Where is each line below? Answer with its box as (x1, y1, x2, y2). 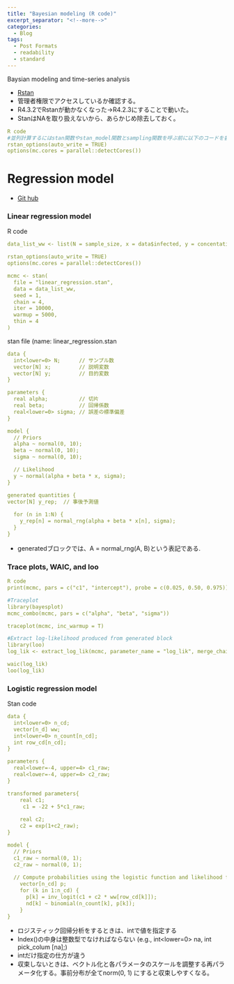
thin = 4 (13, 318, 39, 325)
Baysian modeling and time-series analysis (7, 75, 130, 83)
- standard (13, 56, 45, 63)
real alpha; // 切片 (13, 396, 99, 403)
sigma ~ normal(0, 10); (13, 454, 82, 461)
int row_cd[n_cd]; (13, 739, 68, 746)
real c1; (19, 796, 45, 803)
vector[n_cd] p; (19, 881, 68, 888)
